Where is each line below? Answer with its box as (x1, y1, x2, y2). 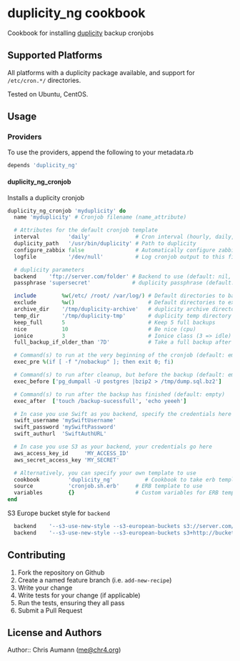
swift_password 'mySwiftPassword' (14, 424, 116, 431)
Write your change (17, 583, 73, 592)
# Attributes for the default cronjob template (14, 227, 159, 234)
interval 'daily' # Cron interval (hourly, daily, (14, 234, 235, 241)
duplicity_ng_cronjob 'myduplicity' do (7, 207, 126, 214)
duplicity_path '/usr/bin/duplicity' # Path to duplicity (14, 240, 196, 247)
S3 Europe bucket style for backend (7, 509, 111, 517)
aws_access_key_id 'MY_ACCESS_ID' (14, 449, 130, 457)
